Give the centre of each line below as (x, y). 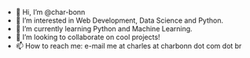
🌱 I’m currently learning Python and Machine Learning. (104, 29)
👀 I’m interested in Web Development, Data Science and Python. (119, 20)
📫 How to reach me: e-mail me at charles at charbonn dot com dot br (129, 46)
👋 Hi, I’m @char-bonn (50, 12)
